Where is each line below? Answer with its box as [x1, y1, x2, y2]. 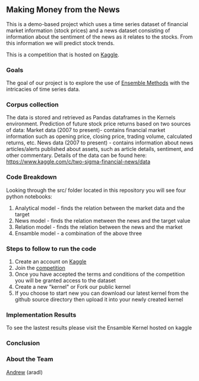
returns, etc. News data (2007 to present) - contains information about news [6, 139, 193, 146]
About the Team [6, 355, 53, 363]
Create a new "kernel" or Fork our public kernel [14, 284, 131, 290]
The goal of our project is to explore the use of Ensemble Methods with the [6, 80, 190, 87]
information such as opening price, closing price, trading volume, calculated [6, 133, 192, 140]
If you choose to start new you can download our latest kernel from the [14, 289, 189, 297]
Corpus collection [6, 100, 59, 109]
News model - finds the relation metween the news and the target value [14, 217, 191, 224]
